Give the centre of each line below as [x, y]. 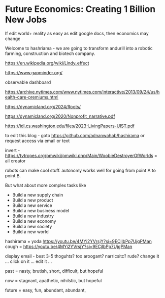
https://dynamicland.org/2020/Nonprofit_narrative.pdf [60, 116]
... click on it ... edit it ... [29, 261]
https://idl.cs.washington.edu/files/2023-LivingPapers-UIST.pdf [70, 126]
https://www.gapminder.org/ [34, 72]
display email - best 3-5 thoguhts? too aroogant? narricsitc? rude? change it [82, 256]
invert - [13, 150]
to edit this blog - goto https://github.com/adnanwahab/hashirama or [75, 135]
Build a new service [32, 205]
